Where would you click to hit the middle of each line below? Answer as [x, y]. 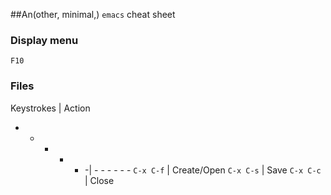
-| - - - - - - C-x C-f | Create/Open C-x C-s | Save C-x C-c [203, 170]
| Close [99, 180]
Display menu [44, 40]
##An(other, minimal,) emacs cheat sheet [93, 14]
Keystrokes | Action [50, 108]
